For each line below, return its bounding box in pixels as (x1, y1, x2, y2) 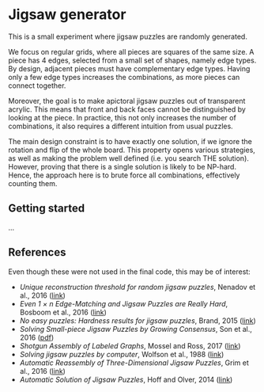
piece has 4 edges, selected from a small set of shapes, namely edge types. (8, 55, 257, 65)
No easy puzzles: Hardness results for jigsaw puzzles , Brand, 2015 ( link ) (19, 315, 257, 325)
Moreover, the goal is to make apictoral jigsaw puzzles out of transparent (8, 96, 246, 105)
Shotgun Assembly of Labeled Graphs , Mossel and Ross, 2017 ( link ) (19, 341, 241, 350)
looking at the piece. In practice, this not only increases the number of (8, 112, 237, 122)
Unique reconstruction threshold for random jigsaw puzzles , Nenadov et (19, 282, 256, 291)
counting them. (8, 178, 58, 188)
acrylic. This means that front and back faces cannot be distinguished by (8, 105, 247, 114)
